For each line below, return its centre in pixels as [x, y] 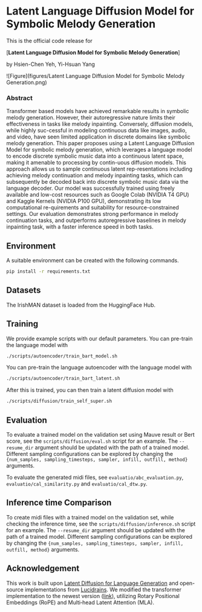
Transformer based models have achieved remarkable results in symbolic [98, 111]
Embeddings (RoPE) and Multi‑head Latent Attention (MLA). [80, 602]
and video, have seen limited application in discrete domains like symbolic [98, 137]
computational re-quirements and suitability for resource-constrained [93, 207]
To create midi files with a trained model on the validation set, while [90, 517]
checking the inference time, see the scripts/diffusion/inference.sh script [101, 524]
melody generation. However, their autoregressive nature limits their [91, 118]
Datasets [24, 291]
